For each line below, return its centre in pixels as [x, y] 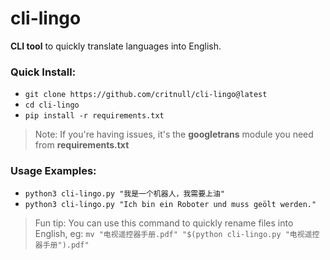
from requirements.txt [82, 145]
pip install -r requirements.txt [94, 116]
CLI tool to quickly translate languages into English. [116, 46]
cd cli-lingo [52, 105]
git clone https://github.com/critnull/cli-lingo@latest [146, 95]
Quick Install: [43, 72]
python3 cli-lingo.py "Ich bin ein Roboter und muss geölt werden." [170, 204]
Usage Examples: [53, 171]
